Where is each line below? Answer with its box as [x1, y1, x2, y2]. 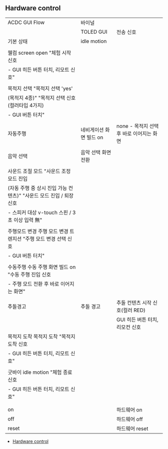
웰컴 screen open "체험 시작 [7, 49, 71, 56]
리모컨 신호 [116, 323, 141, 330]
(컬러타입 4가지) [7, 102, 44, 109]
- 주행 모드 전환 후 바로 [7, 280, 59, 287]
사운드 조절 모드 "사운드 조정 [7, 167, 71, 174]
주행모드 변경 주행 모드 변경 [7, 228, 68, 235]
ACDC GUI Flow [7, 19, 45, 26]
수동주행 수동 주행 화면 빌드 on [7, 263, 76, 270]
